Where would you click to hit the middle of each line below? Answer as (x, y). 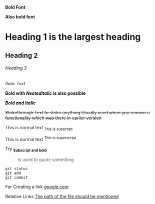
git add (13, 173)
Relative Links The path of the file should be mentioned (62, 197)
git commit (16, 178)
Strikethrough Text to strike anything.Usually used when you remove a (77, 112)
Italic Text (15, 83)
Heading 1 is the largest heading (73, 37)
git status (16, 169)
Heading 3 (16, 68)
